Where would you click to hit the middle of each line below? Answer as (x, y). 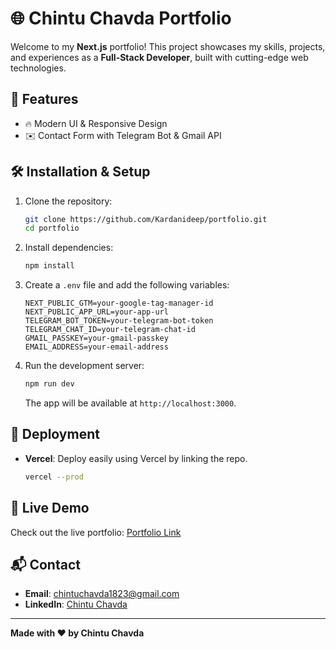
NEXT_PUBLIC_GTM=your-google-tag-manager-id (119, 303)
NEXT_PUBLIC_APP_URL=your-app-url (96, 312)
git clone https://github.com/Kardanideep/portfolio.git (146, 219)
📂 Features (44, 99)
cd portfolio (52, 228)
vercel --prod (54, 477)
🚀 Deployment (55, 434)
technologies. (38, 68)
